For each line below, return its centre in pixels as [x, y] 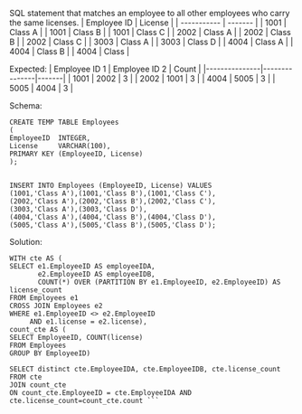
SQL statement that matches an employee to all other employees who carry [150, 13]
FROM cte [26, 377]
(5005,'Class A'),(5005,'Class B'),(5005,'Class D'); [113, 225]
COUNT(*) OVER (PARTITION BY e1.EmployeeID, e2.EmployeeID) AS [159, 282]
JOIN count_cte [38, 385]
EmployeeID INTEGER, [50, 138]
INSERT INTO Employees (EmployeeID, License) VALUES [111, 185]
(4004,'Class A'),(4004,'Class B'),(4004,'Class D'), [113, 217]
